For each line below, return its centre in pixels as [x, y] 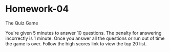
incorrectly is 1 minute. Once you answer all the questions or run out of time [85, 38]
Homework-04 [37, 9]
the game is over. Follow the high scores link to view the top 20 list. [76, 43]
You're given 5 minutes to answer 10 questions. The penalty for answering [83, 33]
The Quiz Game [22, 23]
